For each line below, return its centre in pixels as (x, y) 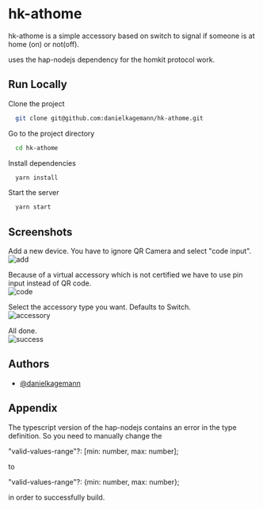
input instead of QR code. (50, 283)
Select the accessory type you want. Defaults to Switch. (100, 307)
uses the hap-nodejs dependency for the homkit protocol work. (112, 59)
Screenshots (40, 232)
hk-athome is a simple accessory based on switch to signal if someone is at (131, 36)
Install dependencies (42, 163)
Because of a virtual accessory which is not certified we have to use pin (126, 275)
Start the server (34, 193)
